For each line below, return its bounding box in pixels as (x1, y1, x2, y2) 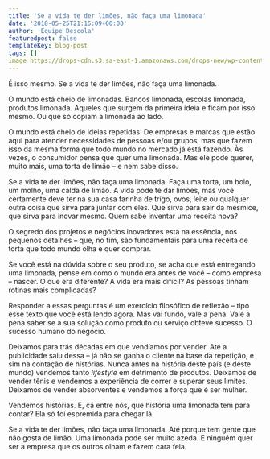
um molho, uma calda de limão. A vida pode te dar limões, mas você (8, 185, 235, 195)
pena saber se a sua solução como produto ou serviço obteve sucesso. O (8, 317, 253, 327)
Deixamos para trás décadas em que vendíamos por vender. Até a (8, 341, 227, 351)
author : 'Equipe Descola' (8, 27, 95, 35)
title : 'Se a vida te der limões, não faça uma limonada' (8, 11, 207, 20)
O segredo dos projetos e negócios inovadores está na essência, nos (8, 226, 238, 236)
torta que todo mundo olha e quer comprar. (8, 243, 152, 254)
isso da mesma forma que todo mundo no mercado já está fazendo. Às (8, 144, 243, 154)
